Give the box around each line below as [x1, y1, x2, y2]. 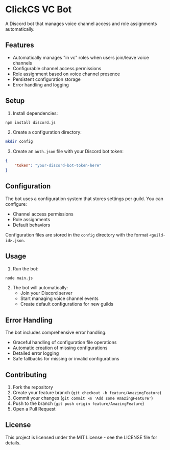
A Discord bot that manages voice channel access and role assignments [5, 20, 157, 27]
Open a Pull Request [12, 406, 56, 412]
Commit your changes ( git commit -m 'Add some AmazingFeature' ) [12, 395, 153, 401]
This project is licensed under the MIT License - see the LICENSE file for [5, 434, 157, 440]
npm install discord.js [5, 120, 56, 125]
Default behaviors [12, 222, 51, 228]
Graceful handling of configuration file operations [12, 339, 117, 346]
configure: [5, 201, 27, 207]
